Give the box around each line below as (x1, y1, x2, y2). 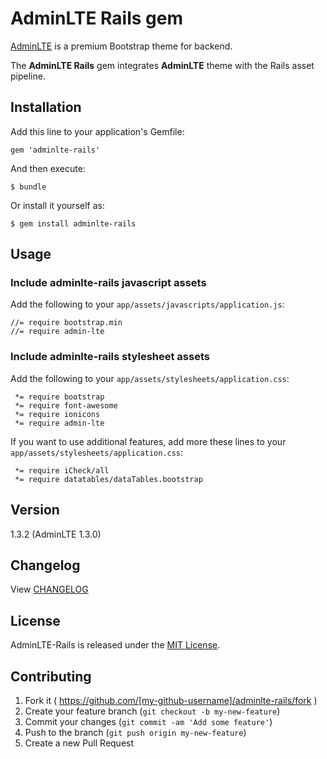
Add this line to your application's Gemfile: (10, 125, 185, 137)
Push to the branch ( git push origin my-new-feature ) (24, 726, 247, 738)
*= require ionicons (14, 409, 101, 419)
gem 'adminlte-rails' (10, 145, 101, 155)
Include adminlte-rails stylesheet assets (10, 350, 210, 364)
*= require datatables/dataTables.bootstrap (14, 474, 203, 484)
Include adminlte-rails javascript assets (10, 276, 207, 290)
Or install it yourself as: (10, 199, 105, 211)
